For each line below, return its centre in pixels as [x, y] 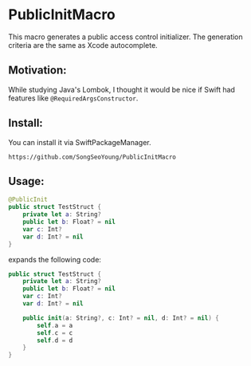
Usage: [27, 181]
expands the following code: [55, 259]
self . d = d [55, 340]
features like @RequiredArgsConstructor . [73, 98]
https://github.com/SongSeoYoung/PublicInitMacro [92, 157]
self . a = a [55, 325]
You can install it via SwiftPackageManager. [80, 142]
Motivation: [37, 71]
